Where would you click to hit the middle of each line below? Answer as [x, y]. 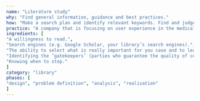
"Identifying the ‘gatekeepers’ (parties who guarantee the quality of [97, 56]
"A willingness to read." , [40, 39]
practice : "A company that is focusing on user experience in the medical [101, 28]
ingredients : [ [25, 34]
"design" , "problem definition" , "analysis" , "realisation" [82, 84]
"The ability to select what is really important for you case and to [96, 50]
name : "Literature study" [38, 12]
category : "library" [32, 72]
